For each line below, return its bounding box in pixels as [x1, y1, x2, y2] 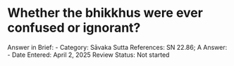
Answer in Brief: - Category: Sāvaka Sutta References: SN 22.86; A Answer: [7, 43, 228, 51]
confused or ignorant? [7, 20, 141, 36]
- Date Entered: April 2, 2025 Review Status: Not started [7, 51, 170, 59]
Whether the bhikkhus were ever [7, 5, 203, 21]
